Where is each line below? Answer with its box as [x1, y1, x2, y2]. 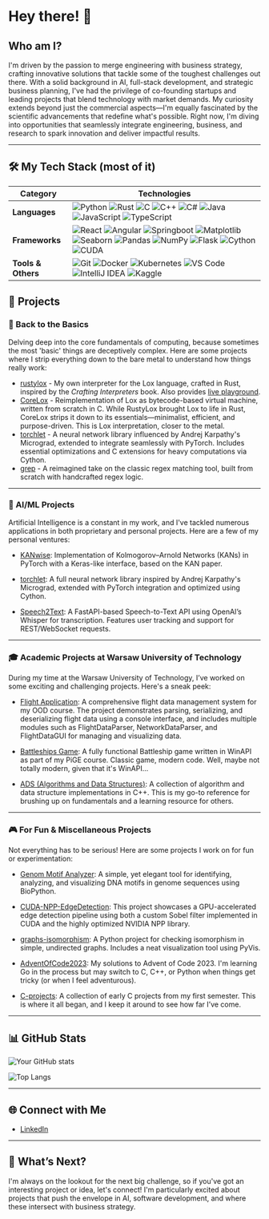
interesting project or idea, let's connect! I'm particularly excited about [8, 1185, 240, 1194]
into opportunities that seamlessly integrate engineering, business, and [8, 120, 243, 129]
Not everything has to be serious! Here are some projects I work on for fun [8, 846, 255, 855]
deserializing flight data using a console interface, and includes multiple [19, 714, 258, 724]
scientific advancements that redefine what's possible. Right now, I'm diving [8, 111, 259, 121]
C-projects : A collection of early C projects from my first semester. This [19, 991, 256, 1001]
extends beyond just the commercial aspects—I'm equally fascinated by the [8, 103, 259, 112]
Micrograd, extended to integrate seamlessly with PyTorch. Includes [19, 438, 245, 447]
